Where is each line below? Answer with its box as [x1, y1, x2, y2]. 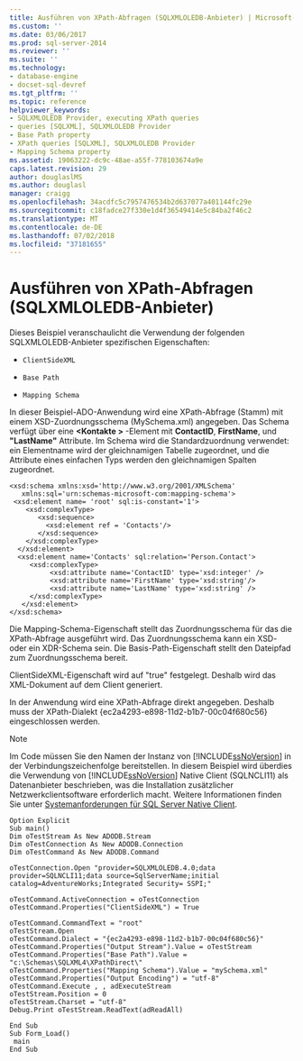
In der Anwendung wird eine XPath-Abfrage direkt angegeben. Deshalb [9, 697, 275, 708]
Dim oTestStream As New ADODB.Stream [9, 832, 151, 841]
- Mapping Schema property [9, 147, 111, 156]
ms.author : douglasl [9, 181, 87, 190]
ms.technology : [9, 64, 67, 73]
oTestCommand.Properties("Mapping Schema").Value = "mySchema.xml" [9, 966, 269, 975]
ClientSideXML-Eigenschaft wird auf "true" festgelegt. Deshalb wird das [9, 670, 277, 681]
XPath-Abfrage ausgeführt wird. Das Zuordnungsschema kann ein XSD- [9, 633, 278, 645]
